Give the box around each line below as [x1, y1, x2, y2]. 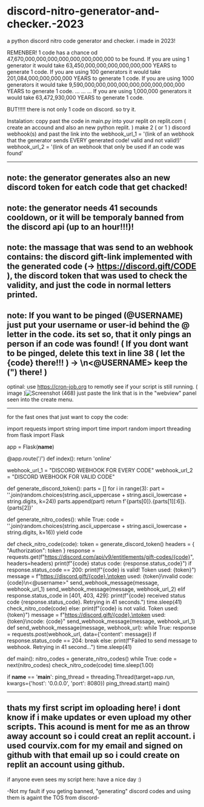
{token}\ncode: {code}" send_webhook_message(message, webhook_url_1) [7, 618, 196, 625]
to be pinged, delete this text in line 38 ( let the [7, 348, 185, 358]
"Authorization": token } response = [7, 547, 96, 554]
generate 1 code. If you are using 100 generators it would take [7, 68, 161, 75]
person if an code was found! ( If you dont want [7, 338, 189, 349]
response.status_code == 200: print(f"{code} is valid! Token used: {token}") [7, 566, 196, 573]
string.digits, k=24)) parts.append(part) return [7, 498, 122, 505]
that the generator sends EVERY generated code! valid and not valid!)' [7, 136, 182, 143]
